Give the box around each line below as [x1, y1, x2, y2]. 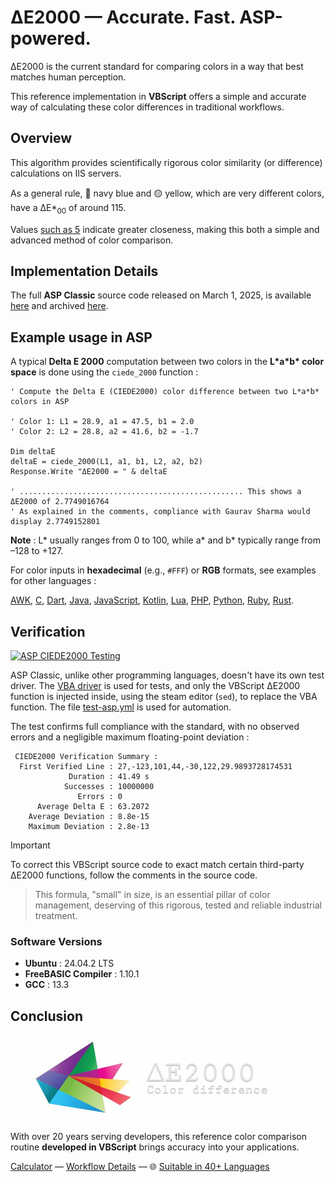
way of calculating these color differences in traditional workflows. [10, 101, 285, 113]
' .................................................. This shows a [10, 487, 302, 497]
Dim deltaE [10, 447, 56, 457]
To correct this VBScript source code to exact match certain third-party [10, 858, 305, 870]
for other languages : [10, 575, 97, 587]
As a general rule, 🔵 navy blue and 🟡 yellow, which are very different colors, [10, 187, 325, 199]
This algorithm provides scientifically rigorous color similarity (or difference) [10, 156, 323, 168]
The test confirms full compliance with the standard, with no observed [10, 720, 300, 732]
